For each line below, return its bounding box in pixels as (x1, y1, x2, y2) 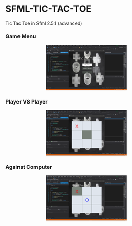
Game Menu (5, 33, 36, 40)
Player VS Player (5, 98, 48, 105)
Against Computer (5, 163, 52, 171)
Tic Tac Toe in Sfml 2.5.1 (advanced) (5, 20, 82, 26)
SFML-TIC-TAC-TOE (5, 3, 91, 15)
